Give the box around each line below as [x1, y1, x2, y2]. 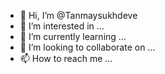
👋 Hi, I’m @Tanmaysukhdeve [19, 10, 138, 21]
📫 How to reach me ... [19, 53, 113, 64]
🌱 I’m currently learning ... [19, 31, 127, 42]
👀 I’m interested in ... [19, 20, 105, 32]
